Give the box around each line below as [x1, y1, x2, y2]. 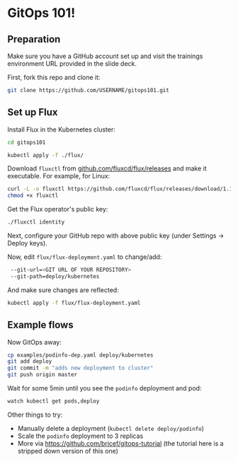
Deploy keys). [7, 239, 47, 248]
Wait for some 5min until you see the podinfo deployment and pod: [7, 384, 202, 392]
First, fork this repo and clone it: [7, 73, 101, 81]
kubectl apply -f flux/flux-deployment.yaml [7, 299, 141, 306]
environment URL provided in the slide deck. [7, 59, 137, 68]
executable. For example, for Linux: [7, 172, 110, 180]
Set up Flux [7, 106, 58, 118]
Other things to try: [7, 410, 63, 419]
